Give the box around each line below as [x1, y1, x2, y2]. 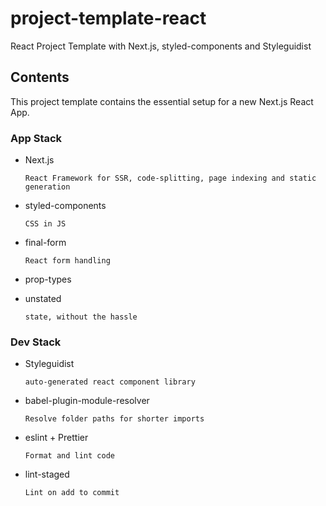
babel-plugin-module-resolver [24, 395, 150, 407]
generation [24, 182, 71, 192]
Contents [10, 69, 70, 86]
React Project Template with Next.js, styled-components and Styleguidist [10, 40, 312, 52]
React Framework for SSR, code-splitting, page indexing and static [24, 173, 317, 184]
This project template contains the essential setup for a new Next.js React [10, 95, 314, 107]
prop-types [24, 273, 72, 286]
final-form [24, 237, 67, 249]
